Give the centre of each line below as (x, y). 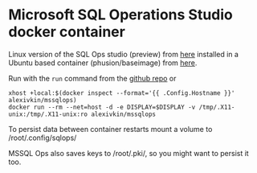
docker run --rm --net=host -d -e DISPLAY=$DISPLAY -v (102, 107)
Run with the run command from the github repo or (92, 78)
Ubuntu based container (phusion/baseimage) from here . (103, 63)
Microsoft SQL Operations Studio (120, 15)
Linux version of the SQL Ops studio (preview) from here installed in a (124, 54)
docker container (67, 32)
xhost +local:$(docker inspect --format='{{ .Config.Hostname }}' (122, 93)
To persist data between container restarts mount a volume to (110, 129)
